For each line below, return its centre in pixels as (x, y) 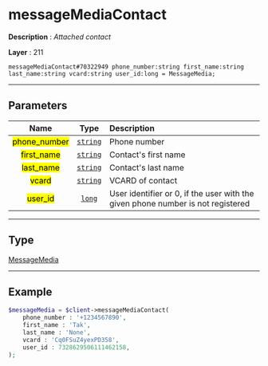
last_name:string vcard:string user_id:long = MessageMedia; (112, 73)
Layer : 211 (26, 52)
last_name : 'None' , (57, 333)
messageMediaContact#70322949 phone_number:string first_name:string (126, 67)
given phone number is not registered (179, 203)
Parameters (38, 106)
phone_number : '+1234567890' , (75, 318)
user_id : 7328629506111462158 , (76, 347)
